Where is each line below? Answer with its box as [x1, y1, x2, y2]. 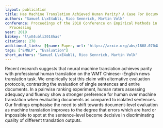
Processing [9, 25, 32, 30]
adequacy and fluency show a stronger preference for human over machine [5, 91, 156, 97]
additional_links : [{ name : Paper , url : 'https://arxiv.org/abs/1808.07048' [5, 43, 162, 48]
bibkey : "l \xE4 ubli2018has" [5, 35, 62, 39]
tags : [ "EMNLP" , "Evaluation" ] [5, 48, 68, 53]
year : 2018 [5, 30, 27, 35]
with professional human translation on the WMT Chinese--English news [5, 71, 150, 77]
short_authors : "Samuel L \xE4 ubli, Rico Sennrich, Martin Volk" [5, 52, 138, 57]
